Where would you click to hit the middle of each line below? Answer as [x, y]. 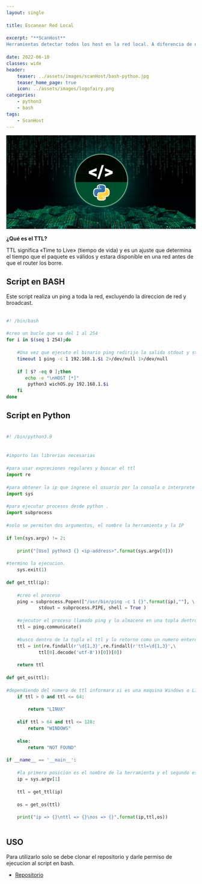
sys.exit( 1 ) [32, 570]
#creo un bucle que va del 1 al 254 [52, 334]
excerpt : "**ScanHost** [36, 38]
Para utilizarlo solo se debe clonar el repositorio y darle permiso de [89, 856]
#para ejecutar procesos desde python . [58, 506]
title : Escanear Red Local [40, 25]
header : [16, 70]
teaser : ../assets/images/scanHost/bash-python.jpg [83, 76]
